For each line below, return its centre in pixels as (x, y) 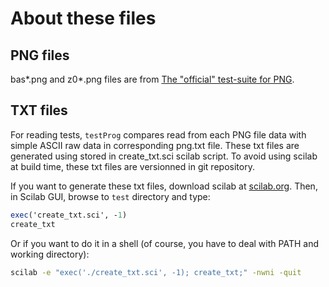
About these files (83, 18)
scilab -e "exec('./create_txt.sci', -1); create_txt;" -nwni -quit (156, 272)
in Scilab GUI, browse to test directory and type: (110, 196)
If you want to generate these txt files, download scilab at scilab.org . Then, (164, 186)
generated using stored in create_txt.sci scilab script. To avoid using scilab (164, 156)
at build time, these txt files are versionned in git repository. (132, 166)
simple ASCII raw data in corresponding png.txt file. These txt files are (155, 145)
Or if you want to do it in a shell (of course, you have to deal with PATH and (164, 243)
